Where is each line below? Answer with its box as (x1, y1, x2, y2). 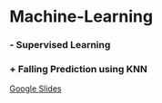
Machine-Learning (9, 6, 153, 27)
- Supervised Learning (9, 39, 111, 51)
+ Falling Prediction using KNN (9, 63, 147, 76)
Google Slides (9, 83, 62, 94)
